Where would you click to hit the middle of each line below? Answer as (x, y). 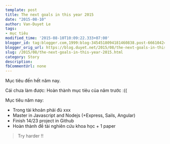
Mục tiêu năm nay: (25, 100)
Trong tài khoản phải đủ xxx (41, 110)
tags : (11, 29)
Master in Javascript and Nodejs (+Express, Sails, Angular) (74, 115)
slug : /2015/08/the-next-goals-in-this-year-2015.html (64, 52)
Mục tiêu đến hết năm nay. (33, 81)
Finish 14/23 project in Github (43, 121)
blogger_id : (18, 43)
